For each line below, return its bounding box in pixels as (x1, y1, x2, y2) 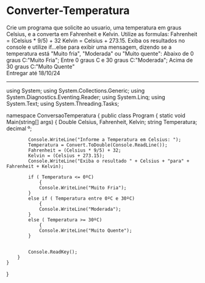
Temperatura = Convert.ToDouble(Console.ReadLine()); (28, 142, 168, 148)
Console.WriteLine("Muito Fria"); (38, 185, 127, 191)
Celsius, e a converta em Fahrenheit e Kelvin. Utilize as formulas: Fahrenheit (6, 30, 198, 37)
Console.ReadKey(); (28, 249, 78, 255)
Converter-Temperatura (6, 4, 130, 18)
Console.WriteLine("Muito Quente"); (38, 227, 132, 233)
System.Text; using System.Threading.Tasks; (6, 100, 120, 107)
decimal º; (6, 125, 32, 132)
